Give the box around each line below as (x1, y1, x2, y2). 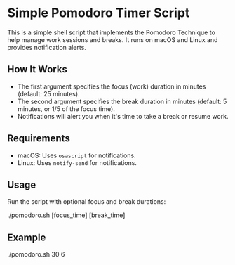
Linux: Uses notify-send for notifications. (17, 158, 137, 167)
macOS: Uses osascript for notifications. (17, 151, 136, 160)
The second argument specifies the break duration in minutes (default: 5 (17, 97, 227, 105)
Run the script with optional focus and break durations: (7, 198, 166, 206)
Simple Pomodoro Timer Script (7, 5, 190, 21)
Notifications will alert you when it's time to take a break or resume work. (17, 112, 229, 120)
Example (7, 231, 46, 243)
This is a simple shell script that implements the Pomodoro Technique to (7, 28, 216, 37)
